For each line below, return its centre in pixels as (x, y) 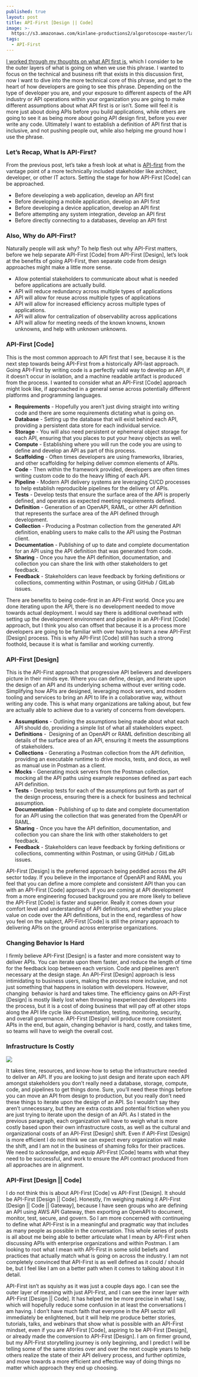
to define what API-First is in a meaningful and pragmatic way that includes (97, 1224)
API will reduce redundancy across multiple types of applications (93, 291)
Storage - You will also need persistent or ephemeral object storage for (101, 432)
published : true (26, 12)
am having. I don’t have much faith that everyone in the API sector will (91, 1311)
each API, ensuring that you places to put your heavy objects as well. (98, 438)
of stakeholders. (34, 747)
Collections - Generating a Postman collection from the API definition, (100, 753)
